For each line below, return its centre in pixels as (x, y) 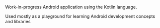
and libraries (18, 21)
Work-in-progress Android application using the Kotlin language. (71, 7)
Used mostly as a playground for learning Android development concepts (80, 16)
